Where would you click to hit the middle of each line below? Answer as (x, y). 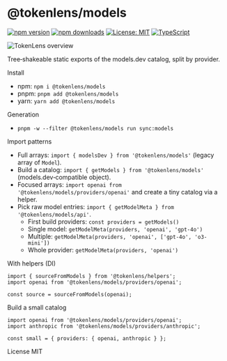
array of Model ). (39, 162)
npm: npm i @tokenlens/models (61, 86)
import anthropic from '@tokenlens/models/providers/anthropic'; (104, 326)
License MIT (25, 351)
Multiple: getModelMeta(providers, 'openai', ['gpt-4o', (110, 236)
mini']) (39, 243)
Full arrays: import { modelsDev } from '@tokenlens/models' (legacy (116, 155)
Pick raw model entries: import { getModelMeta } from (95, 206)
